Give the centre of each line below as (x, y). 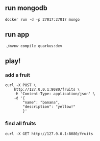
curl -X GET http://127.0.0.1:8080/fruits (49, 134)
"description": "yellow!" (49, 107)
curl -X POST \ (21, 85)
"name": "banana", (41, 103)
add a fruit (18, 75)
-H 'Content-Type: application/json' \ (55, 94)
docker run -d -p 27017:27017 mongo (42, 19)
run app (17, 35)
